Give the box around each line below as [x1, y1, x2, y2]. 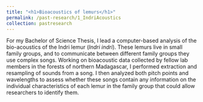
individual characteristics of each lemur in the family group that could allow [6, 82, 195, 90]
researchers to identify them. [6, 89, 79, 97]
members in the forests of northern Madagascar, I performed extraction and [6, 63, 197, 70]
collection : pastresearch [6, 20, 72, 26]
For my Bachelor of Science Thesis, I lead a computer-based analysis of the [6, 37, 197, 45]
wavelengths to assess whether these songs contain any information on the [6, 76, 196, 83]
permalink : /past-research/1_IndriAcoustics [6, 15, 121, 21]
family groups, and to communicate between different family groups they [6, 50, 190, 57]
